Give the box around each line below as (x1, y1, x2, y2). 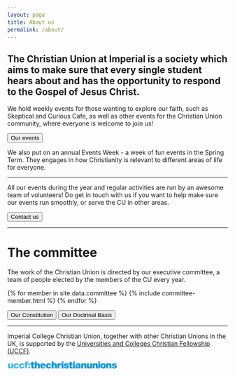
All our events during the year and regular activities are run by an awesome (7, 183, 224, 192)
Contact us (10, 213, 39, 221)
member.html (7, 297, 45, 305)
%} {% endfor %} (46, 297, 97, 305)
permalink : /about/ (7, 26, 64, 33)
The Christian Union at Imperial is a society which (7, 53, 228, 65)
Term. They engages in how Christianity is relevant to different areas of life (7, 156, 222, 164)
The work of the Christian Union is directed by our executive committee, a (7, 268, 220, 276)
